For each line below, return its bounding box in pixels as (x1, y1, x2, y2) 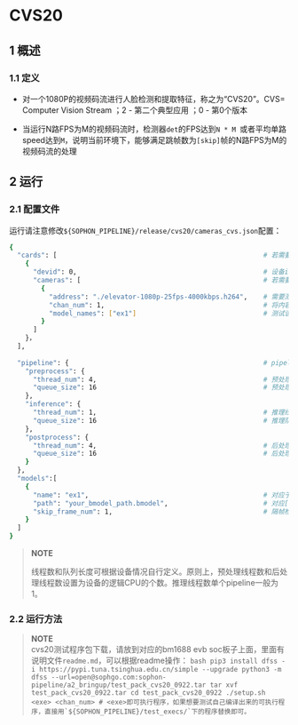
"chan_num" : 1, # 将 (48, 300, 278, 309)
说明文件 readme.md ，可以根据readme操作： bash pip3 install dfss (30, 655, 278, 666)
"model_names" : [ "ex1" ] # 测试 (48, 308, 286, 318)
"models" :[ (17, 474, 58, 483)
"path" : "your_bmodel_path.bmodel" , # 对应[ (32, 498, 289, 507)
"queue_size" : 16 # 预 (32, 383, 278, 392)
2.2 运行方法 (9, 612, 63, 625)
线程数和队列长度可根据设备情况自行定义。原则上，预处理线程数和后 (30, 566, 280, 578)
